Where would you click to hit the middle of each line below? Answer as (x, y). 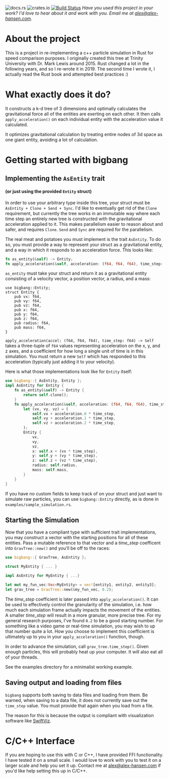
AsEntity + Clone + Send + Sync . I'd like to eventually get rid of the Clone (81, 208)
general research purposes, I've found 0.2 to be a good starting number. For (84, 620)
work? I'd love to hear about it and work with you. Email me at (70, 13)
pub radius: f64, (32, 323)
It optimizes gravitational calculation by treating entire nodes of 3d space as (84, 134)
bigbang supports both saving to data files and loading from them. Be (77, 695)
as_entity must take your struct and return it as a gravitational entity (76, 273)
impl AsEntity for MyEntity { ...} (43, 576)
